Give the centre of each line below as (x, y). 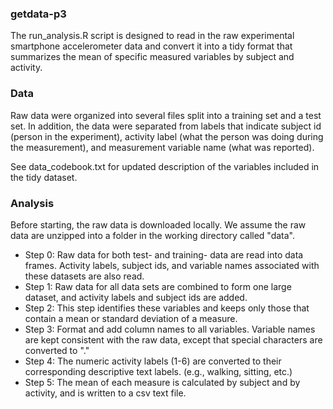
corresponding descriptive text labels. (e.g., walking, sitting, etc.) (158, 371)
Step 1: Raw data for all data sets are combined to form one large (158, 286)
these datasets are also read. (84, 276)
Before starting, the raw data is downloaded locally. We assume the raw (158, 224)
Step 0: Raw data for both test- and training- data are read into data (164, 254)
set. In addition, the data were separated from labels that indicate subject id (166, 126)
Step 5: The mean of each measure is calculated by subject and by (162, 382)
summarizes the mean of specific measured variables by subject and (152, 57)
